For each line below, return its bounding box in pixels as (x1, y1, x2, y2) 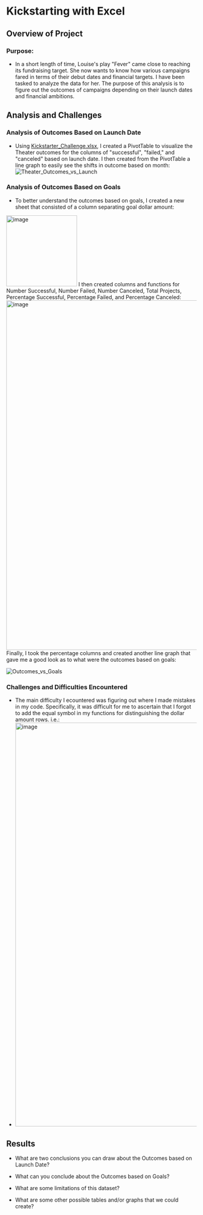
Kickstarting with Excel (6, 4, 125, 18)
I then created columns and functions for (78, 280, 180, 288)
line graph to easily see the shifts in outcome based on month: (14, 161, 170, 169)
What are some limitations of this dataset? (14, 1184, 120, 1191)
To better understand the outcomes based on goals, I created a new (14, 197, 185, 204)
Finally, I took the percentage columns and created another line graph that (6, 649, 191, 656)
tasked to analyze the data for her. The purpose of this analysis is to (14, 79, 184, 87)
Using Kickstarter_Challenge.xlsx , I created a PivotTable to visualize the (14, 142, 193, 149)
